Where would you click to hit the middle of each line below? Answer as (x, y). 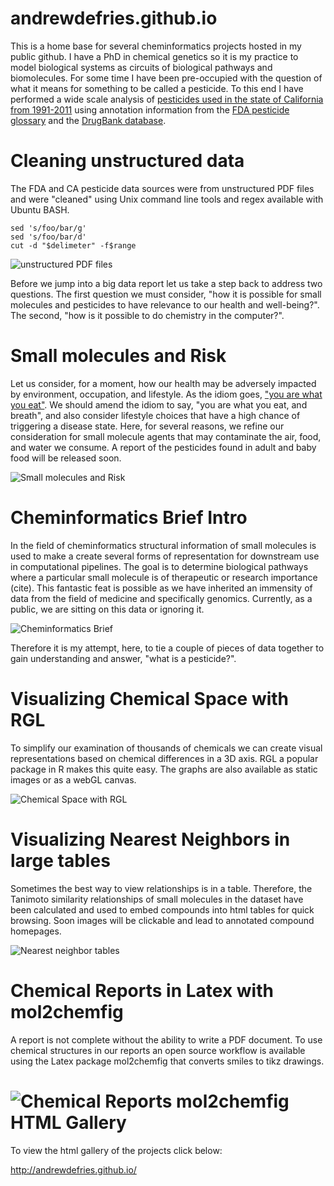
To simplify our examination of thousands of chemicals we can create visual (166, 748)
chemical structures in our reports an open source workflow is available (158, 1050)
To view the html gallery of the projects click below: (116, 1150)
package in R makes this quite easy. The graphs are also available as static (164, 769)
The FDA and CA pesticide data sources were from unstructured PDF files (162, 188)
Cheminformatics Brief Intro (129, 518)
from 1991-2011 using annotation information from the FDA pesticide (150, 109)
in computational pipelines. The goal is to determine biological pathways (159, 566)
